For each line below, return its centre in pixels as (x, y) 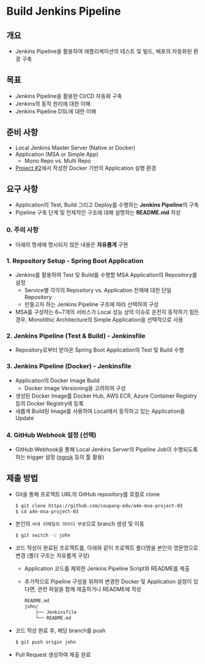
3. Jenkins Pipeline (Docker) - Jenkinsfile (69, 366)
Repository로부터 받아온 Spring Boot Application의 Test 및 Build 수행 (99, 350)
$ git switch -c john (43, 535)
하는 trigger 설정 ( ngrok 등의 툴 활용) (60, 457)
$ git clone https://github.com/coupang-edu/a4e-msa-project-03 (99, 506)
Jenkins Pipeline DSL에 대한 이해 (56, 111)
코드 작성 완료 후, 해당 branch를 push (60, 630)
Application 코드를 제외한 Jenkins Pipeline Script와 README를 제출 (107, 568)
